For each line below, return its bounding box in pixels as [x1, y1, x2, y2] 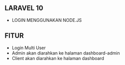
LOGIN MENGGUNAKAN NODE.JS [11, 17, 82, 23]
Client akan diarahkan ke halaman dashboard [11, 55, 105, 61]
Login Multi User [11, 45, 46, 51]
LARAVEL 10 [4, 4, 43, 12]
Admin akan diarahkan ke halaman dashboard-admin [11, 50, 120, 56]
